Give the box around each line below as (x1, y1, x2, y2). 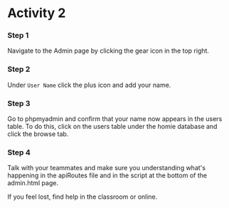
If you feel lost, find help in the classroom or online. (7, 192, 158, 201)
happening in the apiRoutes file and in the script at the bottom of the (7, 171, 208, 180)
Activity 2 (7, 5, 66, 21)
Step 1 (7, 31, 29, 41)
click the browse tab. (7, 130, 69, 138)
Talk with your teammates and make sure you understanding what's (7, 164, 206, 172)
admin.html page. (7, 179, 59, 187)
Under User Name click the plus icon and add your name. (7, 80, 171, 89)
